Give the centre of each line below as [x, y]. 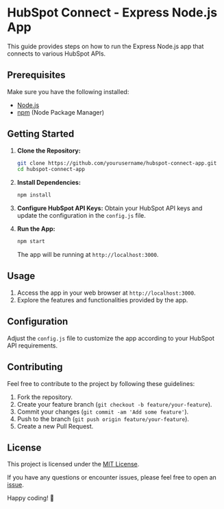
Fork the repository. [45, 397]
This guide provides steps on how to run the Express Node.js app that [105, 46]
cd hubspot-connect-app [51, 170]
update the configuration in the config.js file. [81, 216]
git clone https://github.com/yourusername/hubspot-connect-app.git [117, 163]
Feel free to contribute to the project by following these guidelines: [101, 383]
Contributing [35, 367]
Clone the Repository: [49, 150]
